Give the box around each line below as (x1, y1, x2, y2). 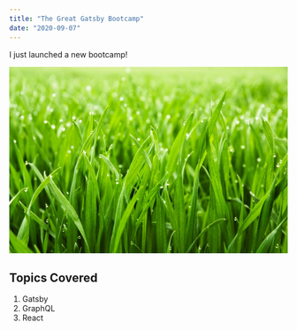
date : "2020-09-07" (9, 23, 81, 33)
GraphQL (21, 303, 56, 314)
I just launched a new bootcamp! (9, 49, 128, 59)
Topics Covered (9, 271, 98, 286)
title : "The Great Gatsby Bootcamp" (9, 14, 144, 23)
